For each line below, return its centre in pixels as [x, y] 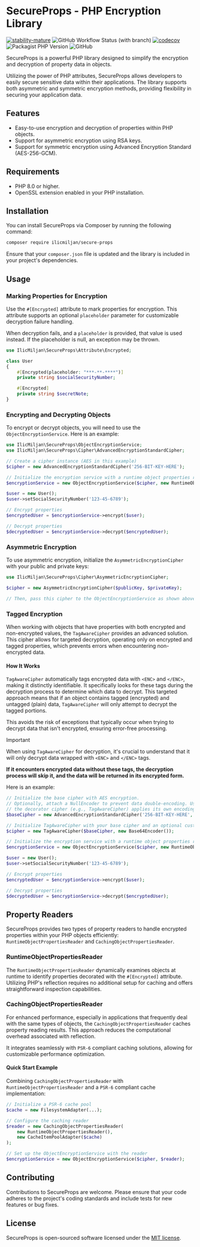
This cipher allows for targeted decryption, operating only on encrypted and [99, 639]
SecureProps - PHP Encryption [84, 11]
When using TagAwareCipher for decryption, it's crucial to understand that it [98, 751]
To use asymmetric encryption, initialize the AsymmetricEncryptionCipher [95, 560]
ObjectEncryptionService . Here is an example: [62, 434]
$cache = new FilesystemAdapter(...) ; [54, 1110]
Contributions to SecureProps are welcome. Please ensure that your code [96, 1192]
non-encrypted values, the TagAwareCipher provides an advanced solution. [97, 633]
